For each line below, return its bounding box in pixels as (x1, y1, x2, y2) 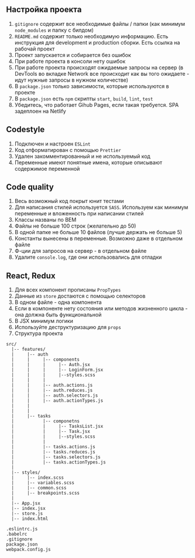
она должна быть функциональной (14, 311, 102, 319)
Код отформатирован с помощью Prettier (14, 146, 121, 153)
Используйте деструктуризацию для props (14, 324, 121, 331)
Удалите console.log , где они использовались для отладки (14, 253, 162, 261)
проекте (14, 89, 36, 96)
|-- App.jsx (11, 500, 41, 506)
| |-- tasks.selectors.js (11, 454, 101, 460)
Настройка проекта (6, 5, 82, 15)
